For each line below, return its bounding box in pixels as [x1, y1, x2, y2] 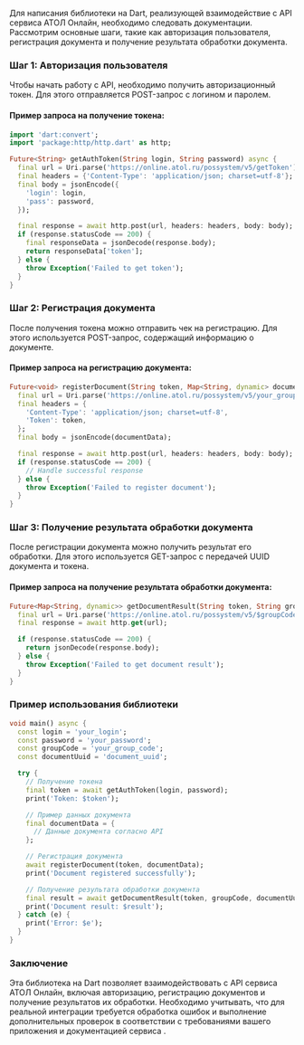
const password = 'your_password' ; [17, 736, 152, 745]
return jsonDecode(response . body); [25, 643, 160, 652]
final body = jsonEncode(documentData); [17, 433, 172, 442]
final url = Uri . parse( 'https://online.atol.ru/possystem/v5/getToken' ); [17, 163, 301, 173]
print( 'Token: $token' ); [25, 793, 119, 803]
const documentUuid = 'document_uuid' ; [17, 753, 168, 762]
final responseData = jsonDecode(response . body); [25, 239, 217, 248]
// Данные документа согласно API [33, 827, 165, 836]
